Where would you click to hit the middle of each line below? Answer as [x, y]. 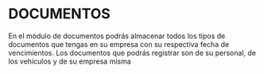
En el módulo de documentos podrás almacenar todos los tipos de [117, 36]
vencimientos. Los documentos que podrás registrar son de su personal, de [132, 53]
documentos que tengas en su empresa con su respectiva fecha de [118, 44]
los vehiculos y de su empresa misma [70, 61]
